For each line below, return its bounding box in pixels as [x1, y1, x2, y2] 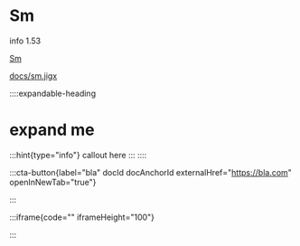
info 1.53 [9, 35, 42, 46]
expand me [9, 119, 95, 140]
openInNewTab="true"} [9, 176, 97, 187]
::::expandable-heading [9, 88, 97, 99]
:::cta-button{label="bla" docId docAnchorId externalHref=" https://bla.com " [9, 166, 292, 177]
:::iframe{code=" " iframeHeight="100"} [9, 212, 155, 222]
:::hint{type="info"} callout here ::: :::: [9, 149, 147, 160]
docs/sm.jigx [9, 70, 58, 81]
